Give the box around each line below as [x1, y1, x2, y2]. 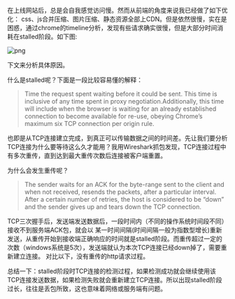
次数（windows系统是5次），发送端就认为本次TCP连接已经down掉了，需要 [7, 244, 222, 251]
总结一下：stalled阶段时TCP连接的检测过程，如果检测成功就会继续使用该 [7, 267, 217, 275]
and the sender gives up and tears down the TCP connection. [24, 202, 201, 211]
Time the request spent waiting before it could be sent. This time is [24, 90, 218, 98]
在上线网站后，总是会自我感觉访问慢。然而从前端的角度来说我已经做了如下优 [7, 6, 228, 14]
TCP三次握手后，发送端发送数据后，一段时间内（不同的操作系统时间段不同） [7, 217, 228, 225]
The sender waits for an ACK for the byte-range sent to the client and [24, 181, 225, 188]
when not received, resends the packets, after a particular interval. [24, 188, 217, 196]
